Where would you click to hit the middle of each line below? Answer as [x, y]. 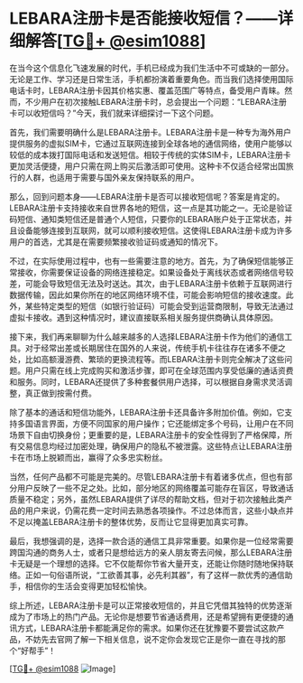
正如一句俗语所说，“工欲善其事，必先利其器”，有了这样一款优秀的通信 [155, 575]
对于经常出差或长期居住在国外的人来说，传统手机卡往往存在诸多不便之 [155, 348]
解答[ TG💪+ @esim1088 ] [116, 41]
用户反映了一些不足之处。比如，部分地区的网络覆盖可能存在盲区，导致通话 [155, 488]
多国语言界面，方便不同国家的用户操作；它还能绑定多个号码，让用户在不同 [155, 423]
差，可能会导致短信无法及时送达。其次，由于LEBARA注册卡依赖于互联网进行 [151, 283]
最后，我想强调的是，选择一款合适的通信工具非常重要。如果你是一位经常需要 [151, 541]
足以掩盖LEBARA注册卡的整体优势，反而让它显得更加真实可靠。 [135, 521]
